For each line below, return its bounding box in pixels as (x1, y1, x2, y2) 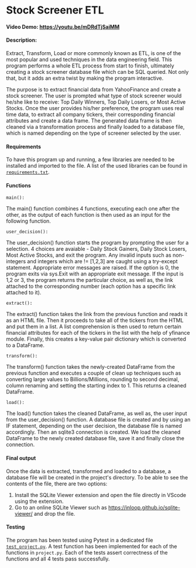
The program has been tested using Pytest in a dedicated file (6, 536, 153, 543)
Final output (6, 454, 36, 461)
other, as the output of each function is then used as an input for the (6, 212, 171, 219)
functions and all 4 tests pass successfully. (6, 555, 110, 562)
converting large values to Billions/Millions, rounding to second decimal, (6, 376, 180, 383)
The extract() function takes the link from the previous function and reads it (6, 311, 188, 318)
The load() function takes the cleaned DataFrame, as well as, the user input (6, 410, 187, 417)
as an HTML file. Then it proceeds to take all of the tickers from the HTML (6, 317, 184, 324)
